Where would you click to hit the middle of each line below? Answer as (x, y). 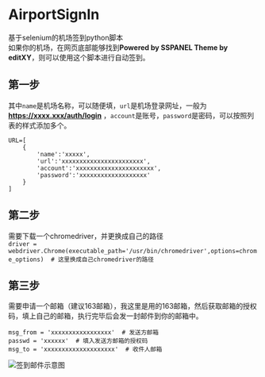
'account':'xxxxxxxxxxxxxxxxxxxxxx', (99, 168)
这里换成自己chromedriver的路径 (106, 260)
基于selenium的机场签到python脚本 (66, 37)
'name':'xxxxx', (63, 154)
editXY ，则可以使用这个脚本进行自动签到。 (79, 57)
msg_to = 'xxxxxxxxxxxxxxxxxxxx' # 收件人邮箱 (85, 350)
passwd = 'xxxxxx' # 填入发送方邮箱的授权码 (78, 341)
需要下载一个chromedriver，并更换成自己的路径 (86, 236)
